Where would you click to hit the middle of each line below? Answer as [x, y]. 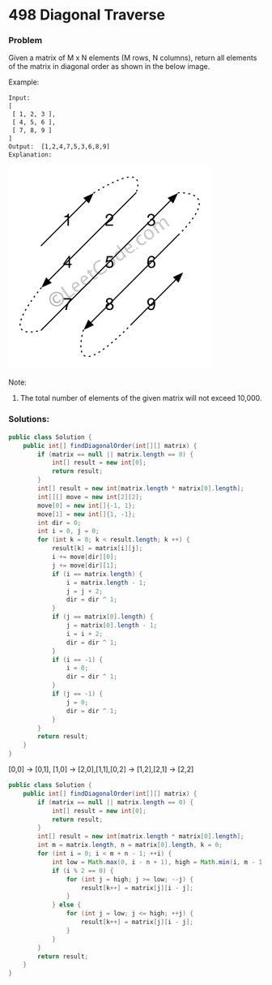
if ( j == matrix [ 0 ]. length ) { [102, 617]
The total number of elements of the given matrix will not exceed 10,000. [141, 398]
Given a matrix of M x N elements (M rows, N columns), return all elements [133, 58]
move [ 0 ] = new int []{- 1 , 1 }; [87, 505]
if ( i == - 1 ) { [77, 660]
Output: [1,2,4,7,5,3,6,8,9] [59, 147]
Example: [24, 82]
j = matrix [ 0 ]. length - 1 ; [112, 626]
